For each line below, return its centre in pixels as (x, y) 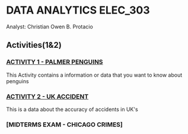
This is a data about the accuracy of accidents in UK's (72, 109)
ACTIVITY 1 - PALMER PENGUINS (55, 62)
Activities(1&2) (34, 45)
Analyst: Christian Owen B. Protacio (50, 27)
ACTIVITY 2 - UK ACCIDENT (47, 96)
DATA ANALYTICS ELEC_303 (78, 10)
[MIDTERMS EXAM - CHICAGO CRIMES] (64, 125)
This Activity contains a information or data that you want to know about (94, 75)
